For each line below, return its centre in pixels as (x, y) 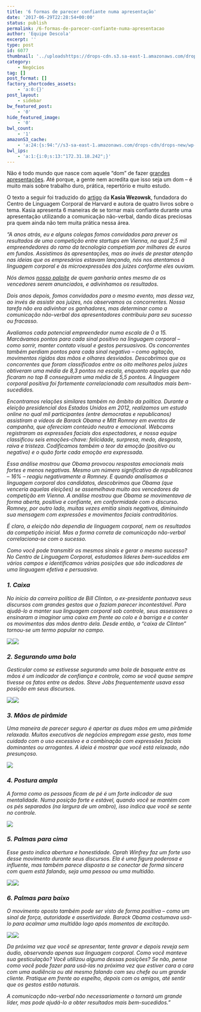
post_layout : (23, 95)
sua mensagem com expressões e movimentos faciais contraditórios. (92, 515)
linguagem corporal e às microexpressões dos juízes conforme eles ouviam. (101, 266)
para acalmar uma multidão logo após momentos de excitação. (91, 924)
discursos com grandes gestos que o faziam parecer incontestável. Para (97, 604)
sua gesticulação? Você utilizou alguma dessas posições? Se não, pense (97, 959)
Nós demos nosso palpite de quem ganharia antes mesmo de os (86, 278)
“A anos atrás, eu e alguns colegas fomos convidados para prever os (92, 234)
